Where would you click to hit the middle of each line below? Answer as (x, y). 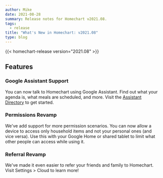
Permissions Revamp (31, 115)
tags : (11, 23)
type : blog (16, 38)
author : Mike (19, 10)
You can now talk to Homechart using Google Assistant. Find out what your (81, 91)
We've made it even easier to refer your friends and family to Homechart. (80, 165)
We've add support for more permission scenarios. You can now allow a (78, 126)
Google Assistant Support (37, 81)
